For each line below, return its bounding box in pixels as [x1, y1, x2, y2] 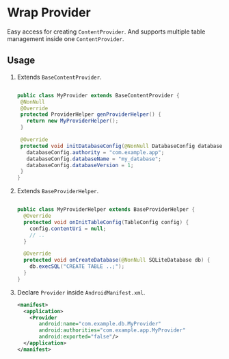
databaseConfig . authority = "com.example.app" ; [26, 149, 165, 156]
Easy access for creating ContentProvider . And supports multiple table [7, 27, 206, 36]
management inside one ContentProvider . [7, 34, 124, 42]
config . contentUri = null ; [29, 225, 107, 232]
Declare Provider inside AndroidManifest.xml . [16, 288, 146, 296]
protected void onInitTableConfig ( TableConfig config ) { [23, 219, 189, 225]
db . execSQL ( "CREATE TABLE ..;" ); [29, 263, 125, 270]
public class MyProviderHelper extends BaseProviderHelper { [16, 206, 196, 213]
